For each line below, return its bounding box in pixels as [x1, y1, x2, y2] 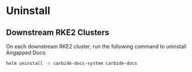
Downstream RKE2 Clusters [6, 28, 109, 37]
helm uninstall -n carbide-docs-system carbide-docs [6, 60, 138, 66]
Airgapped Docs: [6, 49, 47, 56]
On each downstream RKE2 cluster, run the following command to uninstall [6, 43, 187, 50]
